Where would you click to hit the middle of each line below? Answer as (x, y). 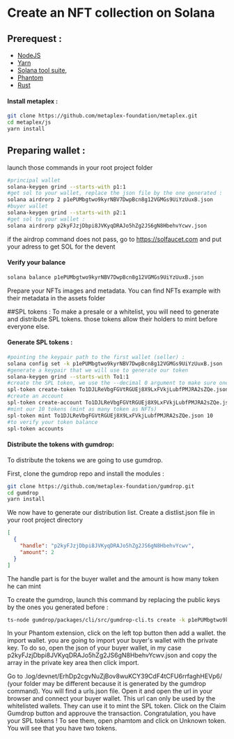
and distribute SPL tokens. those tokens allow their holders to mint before (112, 319)
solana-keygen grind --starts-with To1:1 (68, 376)
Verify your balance (37, 263)
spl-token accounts (36, 429)
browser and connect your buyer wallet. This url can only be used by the (111, 698)
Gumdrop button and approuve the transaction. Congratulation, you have (112, 713)
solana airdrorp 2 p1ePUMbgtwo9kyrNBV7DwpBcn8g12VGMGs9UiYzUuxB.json (110, 200)
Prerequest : (34, 39)
